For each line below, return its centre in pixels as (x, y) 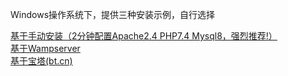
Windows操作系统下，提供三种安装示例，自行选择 (113, 14)
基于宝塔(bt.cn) (41, 61)
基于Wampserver (45, 48)
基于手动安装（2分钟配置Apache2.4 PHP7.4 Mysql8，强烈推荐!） (144, 36)
